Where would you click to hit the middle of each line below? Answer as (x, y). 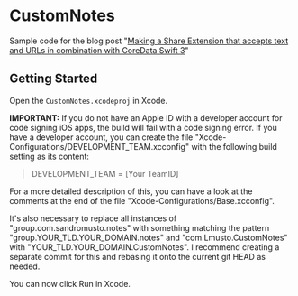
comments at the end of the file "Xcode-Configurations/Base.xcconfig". (142, 200)
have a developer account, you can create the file (101, 137)
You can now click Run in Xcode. (70, 283)
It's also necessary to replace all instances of (93, 218)
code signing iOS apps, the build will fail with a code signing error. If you (143, 127)
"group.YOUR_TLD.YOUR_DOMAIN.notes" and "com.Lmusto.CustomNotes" (149, 237)
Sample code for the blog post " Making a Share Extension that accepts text (149, 41)
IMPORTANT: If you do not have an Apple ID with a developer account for (146, 117)
